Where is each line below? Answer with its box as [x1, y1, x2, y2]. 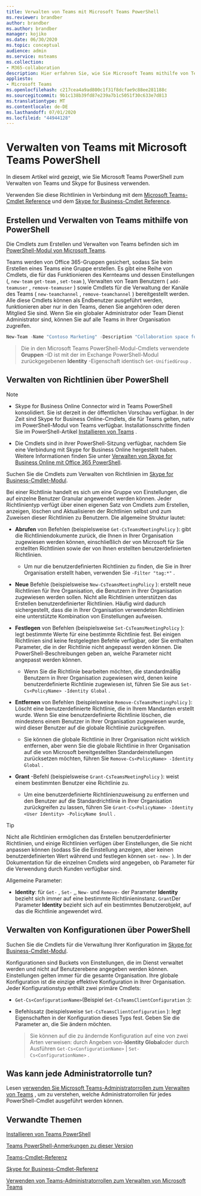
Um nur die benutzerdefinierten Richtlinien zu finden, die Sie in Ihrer [23, 563, 191, 570]
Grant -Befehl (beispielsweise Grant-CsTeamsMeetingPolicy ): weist [14, 773, 179, 780]
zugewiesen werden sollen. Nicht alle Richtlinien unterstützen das [14, 593, 177, 600]
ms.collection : [6, 59, 44, 65]
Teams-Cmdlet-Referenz [6, 1154, 68, 1161]
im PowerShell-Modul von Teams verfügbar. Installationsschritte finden [14, 421, 190, 429]
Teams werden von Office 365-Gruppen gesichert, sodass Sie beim [6, 259, 173, 265]
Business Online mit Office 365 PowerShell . [14, 459, 122, 466]
